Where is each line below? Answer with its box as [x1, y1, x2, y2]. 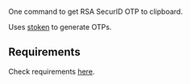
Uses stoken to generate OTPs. [8, 22, 112, 31]
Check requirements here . [8, 66, 95, 76]
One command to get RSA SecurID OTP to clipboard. [8, 7, 183, 16]
